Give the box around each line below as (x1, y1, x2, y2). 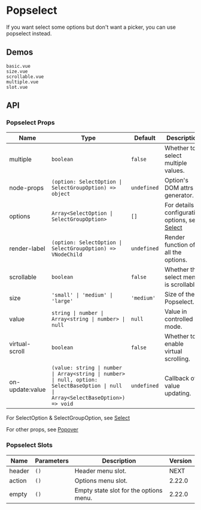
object (51, 190, 71, 197)
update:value (9, 385, 46, 394)
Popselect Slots (6, 441, 53, 449)
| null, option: (51, 376, 98, 383)
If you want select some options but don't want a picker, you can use (6, 23, 176, 31)
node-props (9, 184, 44, 192)
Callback (164, 374, 190, 383)
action (9, 476, 27, 485)
